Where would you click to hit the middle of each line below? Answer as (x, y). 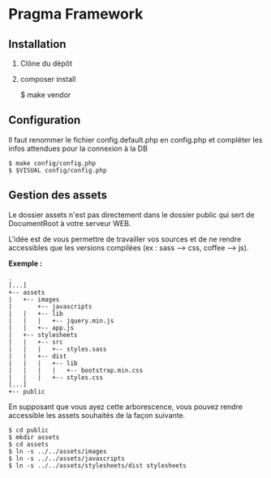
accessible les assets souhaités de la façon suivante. (97, 415)
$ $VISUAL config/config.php (58, 170)
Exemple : (26, 263)
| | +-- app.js (41, 328)
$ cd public (28, 430)
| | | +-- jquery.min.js (61, 321)
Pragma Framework (76, 14)
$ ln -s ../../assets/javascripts (67, 459)
